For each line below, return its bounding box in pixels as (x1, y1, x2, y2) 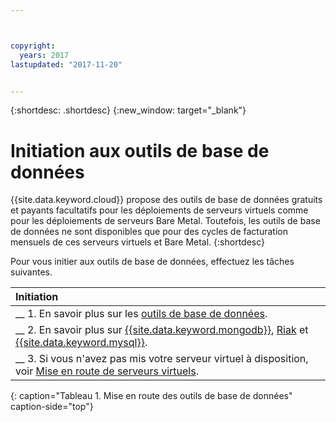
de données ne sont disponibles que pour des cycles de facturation (10, 226, 288, 238)
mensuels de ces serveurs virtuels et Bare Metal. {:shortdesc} (10, 236, 266, 248)
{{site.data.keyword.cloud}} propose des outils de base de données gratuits (10, 194, 323, 206)
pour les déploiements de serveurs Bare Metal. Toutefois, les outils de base (10, 215, 321, 227)
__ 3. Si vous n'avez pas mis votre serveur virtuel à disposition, (15, 352, 309, 366)
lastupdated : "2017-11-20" (10, 59, 123, 70)
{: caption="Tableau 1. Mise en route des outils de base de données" (10, 390, 293, 402)
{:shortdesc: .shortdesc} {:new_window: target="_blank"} (10, 104, 247, 116)
